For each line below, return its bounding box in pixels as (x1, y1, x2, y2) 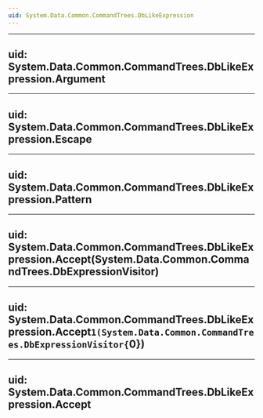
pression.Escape (8, 133, 92, 146)
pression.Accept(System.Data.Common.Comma (8, 253, 250, 267)
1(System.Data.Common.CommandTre (91, 327, 254, 338)
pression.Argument (8, 72, 106, 86)
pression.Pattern (8, 193, 92, 206)
